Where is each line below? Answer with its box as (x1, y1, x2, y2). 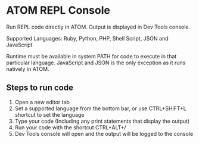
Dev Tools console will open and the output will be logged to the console (14, 130, 194, 137)
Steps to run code (6, 83, 73, 93)
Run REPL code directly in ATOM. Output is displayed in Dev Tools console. (6, 23, 191, 30)
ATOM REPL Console (6, 4, 110, 17)
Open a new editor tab (14, 98, 70, 105)
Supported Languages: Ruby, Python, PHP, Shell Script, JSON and (6, 35, 169, 42)
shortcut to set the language (14, 111, 85, 118)
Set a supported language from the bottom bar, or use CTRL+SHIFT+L (14, 105, 186, 112)
